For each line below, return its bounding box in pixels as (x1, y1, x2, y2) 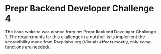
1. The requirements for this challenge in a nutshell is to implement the (5, 34, 145, 40)
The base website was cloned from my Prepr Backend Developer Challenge (5, 29, 156, 34)
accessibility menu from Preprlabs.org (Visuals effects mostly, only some (5, 39, 151, 44)
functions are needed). (5, 44, 51, 50)
